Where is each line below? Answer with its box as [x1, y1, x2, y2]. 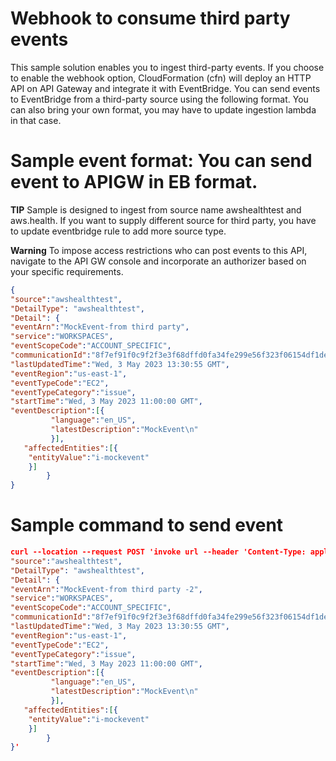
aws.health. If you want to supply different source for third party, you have [10, 214, 317, 226]
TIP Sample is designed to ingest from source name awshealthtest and [10, 203, 302, 216]
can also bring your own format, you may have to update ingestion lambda [10, 103, 317, 116]
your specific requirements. [10, 265, 124, 277]
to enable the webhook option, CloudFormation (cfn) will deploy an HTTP [10, 72, 312, 84]
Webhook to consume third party [10, 7, 291, 30]
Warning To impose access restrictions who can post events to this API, [10, 244, 308, 256]
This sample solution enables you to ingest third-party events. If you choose [10, 61, 325, 73]
